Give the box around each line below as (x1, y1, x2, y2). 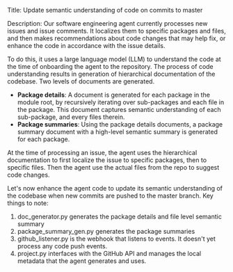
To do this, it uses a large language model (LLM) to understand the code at (7, 55, 221, 63)
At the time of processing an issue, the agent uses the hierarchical (7, 149, 198, 157)
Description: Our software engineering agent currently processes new (7, 19, 208, 27)
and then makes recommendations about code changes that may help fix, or (7, 34, 226, 42)
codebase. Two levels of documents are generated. (7, 77, 155, 86)
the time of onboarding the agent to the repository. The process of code (7, 63, 214, 70)
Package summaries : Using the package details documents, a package (17, 120, 223, 128)
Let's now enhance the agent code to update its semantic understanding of (7, 184, 223, 192)
